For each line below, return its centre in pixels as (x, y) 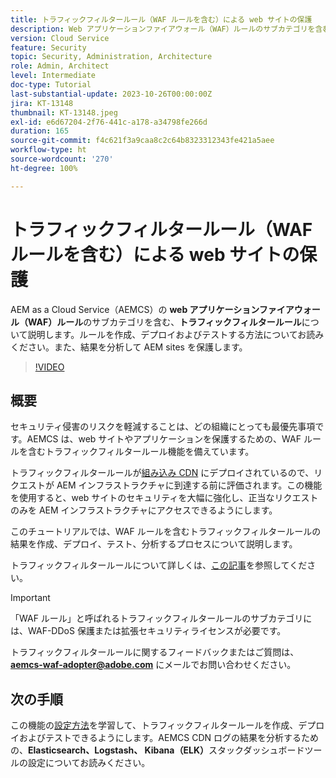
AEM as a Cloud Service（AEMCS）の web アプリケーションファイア (152, 309)
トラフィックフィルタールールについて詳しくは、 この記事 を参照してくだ (159, 565)
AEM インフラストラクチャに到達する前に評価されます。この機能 (189, 485)
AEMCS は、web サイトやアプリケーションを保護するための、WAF (164, 439)
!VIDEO (49, 367)
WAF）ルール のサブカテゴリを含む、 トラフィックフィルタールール (164, 322)
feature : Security (48, 47)
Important (30, 598)
